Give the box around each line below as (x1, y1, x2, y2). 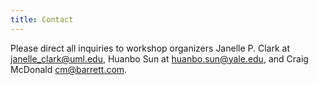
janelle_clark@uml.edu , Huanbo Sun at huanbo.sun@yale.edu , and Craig (10, 52, 309, 65)
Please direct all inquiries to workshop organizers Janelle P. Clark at (10, 42, 291, 54)
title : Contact (10, 14, 74, 25)
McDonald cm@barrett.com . (10, 63, 128, 75)
